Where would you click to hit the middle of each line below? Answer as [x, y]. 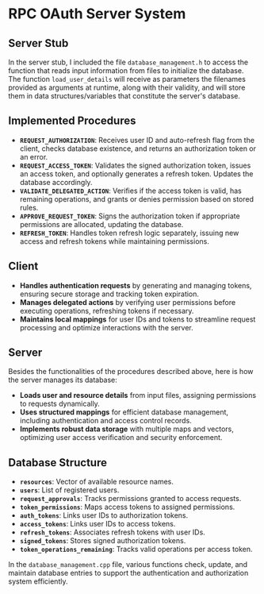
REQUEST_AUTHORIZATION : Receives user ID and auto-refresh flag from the [137, 140]
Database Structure [57, 463]
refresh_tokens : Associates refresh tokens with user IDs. [113, 532]
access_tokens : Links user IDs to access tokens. [98, 524]
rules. [29, 207]
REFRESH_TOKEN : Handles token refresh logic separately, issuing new [129, 233]
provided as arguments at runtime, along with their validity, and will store [127, 87]
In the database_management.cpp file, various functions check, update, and [128, 565]
